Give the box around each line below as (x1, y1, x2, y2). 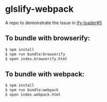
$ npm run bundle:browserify (5, 52, 65, 57)
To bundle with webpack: (5, 70, 85, 78)
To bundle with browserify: (5, 34, 90, 42)
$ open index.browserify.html (5, 56, 68, 61)
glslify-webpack (5, 3, 74, 15)
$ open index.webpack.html (5, 92, 61, 97)
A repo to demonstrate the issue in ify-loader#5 (5, 20, 103, 26)
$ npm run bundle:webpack (5, 88, 58, 93)
